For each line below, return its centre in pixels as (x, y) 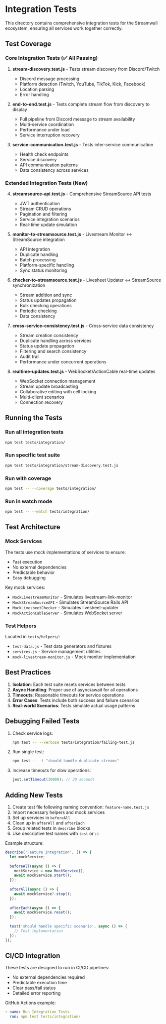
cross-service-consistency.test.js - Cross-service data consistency (83, 326)
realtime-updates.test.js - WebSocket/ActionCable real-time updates (84, 371)
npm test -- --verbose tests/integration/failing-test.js (73, 742)
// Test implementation (39, 931)
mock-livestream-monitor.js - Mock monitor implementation (74, 657)
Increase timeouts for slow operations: (52, 771)
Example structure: (24, 843)
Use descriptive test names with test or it (56, 834)
